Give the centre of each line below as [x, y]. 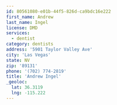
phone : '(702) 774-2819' [36, 71]
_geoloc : [17, 82]
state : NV [18, 60]
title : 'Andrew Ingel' [34, 76]
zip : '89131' [22, 66]
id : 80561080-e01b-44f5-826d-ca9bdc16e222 [58, 11]
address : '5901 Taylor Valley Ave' [49, 50]
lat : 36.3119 [27, 87]
